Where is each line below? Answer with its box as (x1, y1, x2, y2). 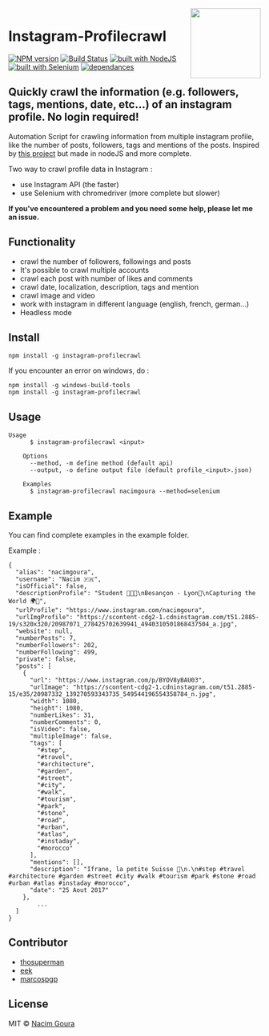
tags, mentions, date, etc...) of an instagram (8, 98, 232, 111)
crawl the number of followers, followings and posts (19, 256, 191, 266)
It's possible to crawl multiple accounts (19, 265, 150, 274)
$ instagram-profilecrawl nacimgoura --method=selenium (29, 487, 220, 495)
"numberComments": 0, (29, 718, 102, 726)
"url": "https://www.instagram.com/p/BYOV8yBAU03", (29, 676, 206, 684)
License (8, 998, 49, 1011)
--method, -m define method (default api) (29, 459, 174, 467)
